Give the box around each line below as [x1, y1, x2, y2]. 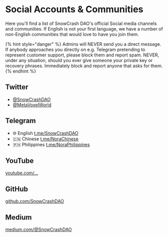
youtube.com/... [5, 170, 39, 176]
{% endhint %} [5, 68, 37, 74]
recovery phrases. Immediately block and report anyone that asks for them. [5, 63, 163, 69]
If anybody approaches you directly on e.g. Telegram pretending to [5, 46, 146, 52]
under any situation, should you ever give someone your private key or [5, 57, 153, 63]
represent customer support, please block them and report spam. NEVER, [5, 52, 159, 58]
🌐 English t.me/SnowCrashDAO [12, 130, 79, 136]
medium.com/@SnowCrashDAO [5, 226, 72, 232]
